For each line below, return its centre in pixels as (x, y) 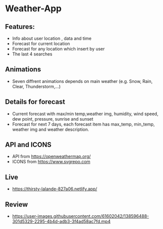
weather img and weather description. (50, 129)
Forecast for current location (41, 44)
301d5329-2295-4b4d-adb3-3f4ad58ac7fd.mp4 (61, 222)
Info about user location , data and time (52, 38)
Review (17, 204)
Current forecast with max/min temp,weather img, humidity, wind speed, (85, 114)
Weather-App (34, 9)
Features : (20, 27)
